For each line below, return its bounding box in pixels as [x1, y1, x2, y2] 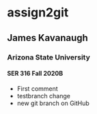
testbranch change [16, 91, 70, 100]
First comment [16, 84, 58, 93]
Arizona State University [7, 53, 91, 62]
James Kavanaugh [7, 32, 89, 44]
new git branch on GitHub [16, 99, 90, 107]
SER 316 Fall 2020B [7, 70, 64, 78]
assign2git [7, 5, 69, 20]
